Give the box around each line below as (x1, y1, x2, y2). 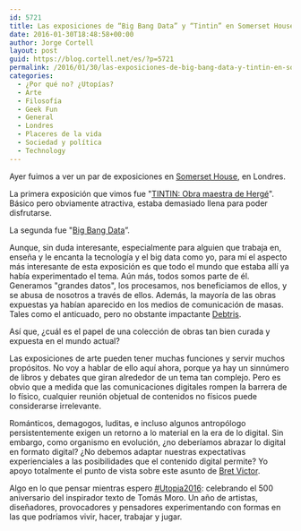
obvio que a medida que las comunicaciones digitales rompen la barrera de (9, 381, 288, 392)
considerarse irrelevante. (9, 400, 102, 411)
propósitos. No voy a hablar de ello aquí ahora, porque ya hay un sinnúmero (9, 362, 289, 373)
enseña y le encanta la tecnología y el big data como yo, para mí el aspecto (9, 252, 288, 262)
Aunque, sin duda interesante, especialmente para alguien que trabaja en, (9, 242, 282, 253)
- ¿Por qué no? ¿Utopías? (17, 80, 115, 89)
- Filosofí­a (17, 96, 63, 106)
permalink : (9, 64, 50, 73)
